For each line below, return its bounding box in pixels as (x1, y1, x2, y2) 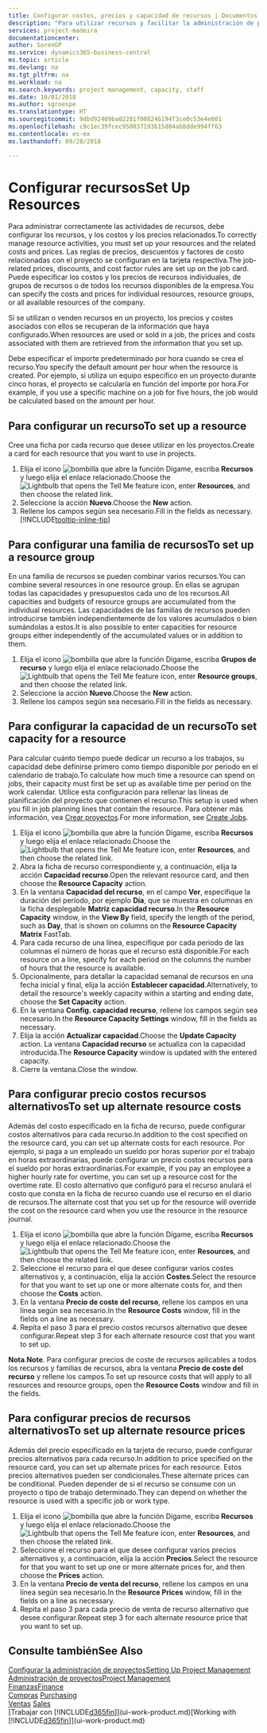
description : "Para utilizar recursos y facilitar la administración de (8, 19, 254, 27)
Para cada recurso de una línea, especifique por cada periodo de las (19, 938, 245, 947)
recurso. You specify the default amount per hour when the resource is (8, 363, 238, 372)
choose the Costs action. (19, 1288, 103, 1298)
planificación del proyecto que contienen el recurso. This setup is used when (8, 795, 258, 805)
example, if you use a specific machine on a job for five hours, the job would (8, 387, 258, 398)
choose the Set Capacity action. (19, 997, 127, 1006)
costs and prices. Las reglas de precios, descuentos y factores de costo (8, 247, 245, 257)
